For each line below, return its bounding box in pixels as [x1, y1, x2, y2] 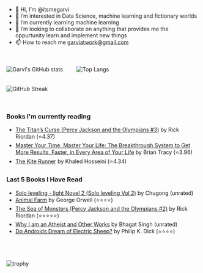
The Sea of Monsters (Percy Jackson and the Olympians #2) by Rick [15, 205, 188, 212]
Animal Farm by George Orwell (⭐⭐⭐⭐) [15, 196, 113, 203]
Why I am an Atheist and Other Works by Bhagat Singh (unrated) [15, 220, 178, 228]
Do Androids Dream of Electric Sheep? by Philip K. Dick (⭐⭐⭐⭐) [15, 227, 175, 235]
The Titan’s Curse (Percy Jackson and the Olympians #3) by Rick [15, 126, 179, 134]
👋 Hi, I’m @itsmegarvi [15, 6, 70, 13]
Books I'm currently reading [6, 112, 91, 120]
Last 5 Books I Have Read [6, 175, 83, 184]
